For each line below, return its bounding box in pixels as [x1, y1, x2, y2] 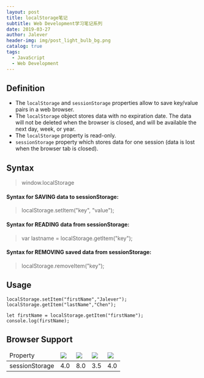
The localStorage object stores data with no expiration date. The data [15, 112, 192, 120]
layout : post [6, 9, 40, 15]
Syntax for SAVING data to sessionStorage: [6, 193, 119, 200]
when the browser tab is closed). [15, 145, 99, 152]
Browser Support [6, 334, 74, 344]
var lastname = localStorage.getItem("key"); [21, 234, 133, 242]
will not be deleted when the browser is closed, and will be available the [15, 119, 197, 126]
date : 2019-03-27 [6, 26, 51, 33]
